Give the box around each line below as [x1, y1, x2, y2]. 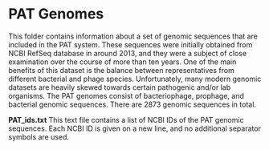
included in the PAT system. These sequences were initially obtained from [8, 39, 253, 49]
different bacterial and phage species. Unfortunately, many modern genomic [8, 74, 262, 83]
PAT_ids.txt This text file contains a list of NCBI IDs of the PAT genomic [8, 115, 244, 124]
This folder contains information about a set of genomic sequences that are [8, 31, 259, 41]
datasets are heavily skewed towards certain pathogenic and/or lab [8, 82, 231, 92]
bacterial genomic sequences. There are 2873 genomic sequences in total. [8, 99, 257, 109]
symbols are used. [8, 132, 70, 141]
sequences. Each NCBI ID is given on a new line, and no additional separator [8, 124, 261, 133]
